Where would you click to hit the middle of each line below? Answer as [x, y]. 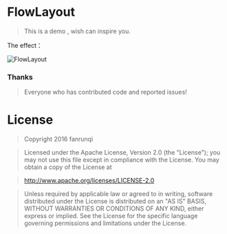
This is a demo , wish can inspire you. [77, 31]
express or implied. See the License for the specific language [111, 216]
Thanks [20, 77]
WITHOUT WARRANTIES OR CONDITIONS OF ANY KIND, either [114, 208]
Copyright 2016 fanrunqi [58, 139]
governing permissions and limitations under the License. [105, 223]
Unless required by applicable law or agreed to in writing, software [118, 194]
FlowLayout [41, 12]
